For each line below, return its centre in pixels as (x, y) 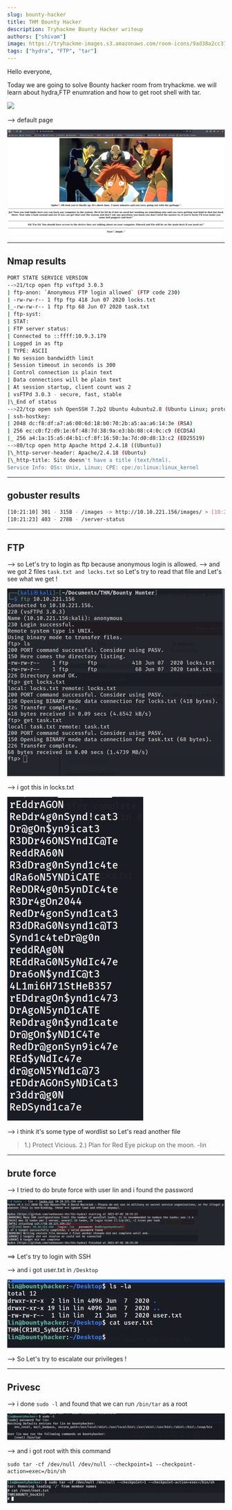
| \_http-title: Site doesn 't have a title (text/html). (89, 460)
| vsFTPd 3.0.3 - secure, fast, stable (65, 394)
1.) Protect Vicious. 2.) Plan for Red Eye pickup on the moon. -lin (115, 1145)
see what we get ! (32, 579)
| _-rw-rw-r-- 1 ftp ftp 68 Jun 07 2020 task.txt (78, 307)
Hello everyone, (30, 72)
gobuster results (44, 495)
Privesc (24, 1387)
